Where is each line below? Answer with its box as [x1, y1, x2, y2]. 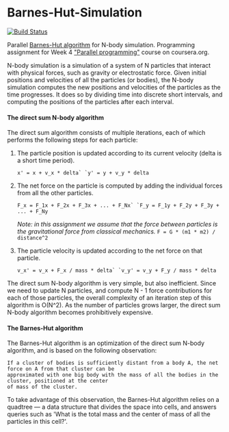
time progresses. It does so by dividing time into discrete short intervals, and [7, 90, 223, 99]
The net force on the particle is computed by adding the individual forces [16, 181, 223, 190]
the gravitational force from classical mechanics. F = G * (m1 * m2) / [16, 227, 216, 236]
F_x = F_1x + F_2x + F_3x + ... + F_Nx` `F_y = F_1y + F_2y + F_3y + [16, 202, 220, 209]
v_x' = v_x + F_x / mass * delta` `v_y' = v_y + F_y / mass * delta [16, 267, 217, 275]
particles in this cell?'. [7, 418, 68, 426]
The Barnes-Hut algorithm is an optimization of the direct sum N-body [7, 339, 205, 347]
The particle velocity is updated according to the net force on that [16, 246, 203, 255]
